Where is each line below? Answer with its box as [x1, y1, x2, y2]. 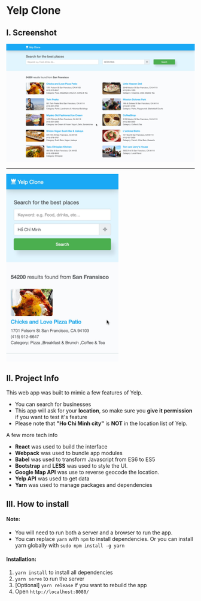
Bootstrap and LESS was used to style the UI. [14, 462, 128, 470]
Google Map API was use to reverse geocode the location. [14, 469, 160, 476]
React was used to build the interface [14, 443, 108, 450]
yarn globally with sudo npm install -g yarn [14, 542, 125, 549]
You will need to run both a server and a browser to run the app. [14, 529, 173, 536]
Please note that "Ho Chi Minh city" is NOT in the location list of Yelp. [14, 420, 188, 427]
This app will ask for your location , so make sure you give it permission [14, 407, 193, 414]
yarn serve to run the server [14, 575, 85, 582]
